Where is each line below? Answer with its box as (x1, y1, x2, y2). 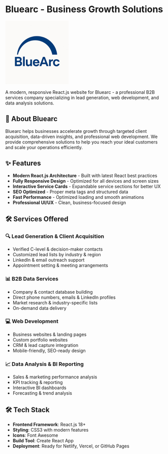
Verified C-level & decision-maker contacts (12, 246, 103, 252)
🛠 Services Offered (5, 215, 69, 223)
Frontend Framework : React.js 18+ (12, 421, 86, 427)
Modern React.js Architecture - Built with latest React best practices (12, 172, 157, 179)
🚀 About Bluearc (5, 115, 58, 123)
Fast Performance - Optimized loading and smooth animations (12, 194, 144, 200)
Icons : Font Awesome (12, 432, 58, 438)
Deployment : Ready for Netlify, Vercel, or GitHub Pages (12, 443, 129, 449)
